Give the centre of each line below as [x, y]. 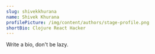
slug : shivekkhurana [32, 11]
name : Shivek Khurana [33, 17]
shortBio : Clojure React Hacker [46, 28]
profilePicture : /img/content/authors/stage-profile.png [78, 22]
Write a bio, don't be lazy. [37, 45]
